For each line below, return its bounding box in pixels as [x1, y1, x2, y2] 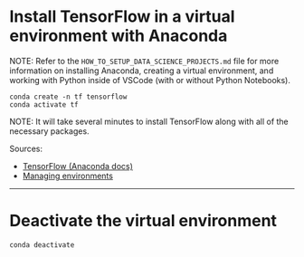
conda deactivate [9, 240, 75, 250]
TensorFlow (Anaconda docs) [22, 160, 134, 171]
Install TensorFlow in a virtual [9, 6, 235, 27]
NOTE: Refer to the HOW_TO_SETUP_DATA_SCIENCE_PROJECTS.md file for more [9, 55, 280, 66]
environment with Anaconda [9, 25, 228, 46]
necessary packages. [9, 125, 90, 137]
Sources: [9, 143, 43, 154]
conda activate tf [9, 100, 79, 109]
